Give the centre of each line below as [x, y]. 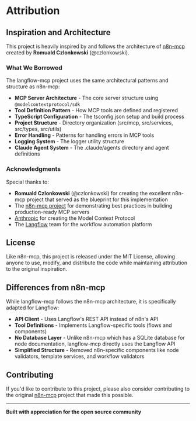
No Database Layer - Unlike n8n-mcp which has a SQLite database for [99, 338]
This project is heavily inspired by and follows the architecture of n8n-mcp [96, 46]
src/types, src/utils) [38, 129]
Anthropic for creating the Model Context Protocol [75, 218]
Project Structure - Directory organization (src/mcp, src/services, [94, 123]
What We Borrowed [34, 67]
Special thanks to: [28, 182]
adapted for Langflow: [33, 308]
